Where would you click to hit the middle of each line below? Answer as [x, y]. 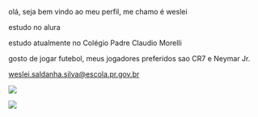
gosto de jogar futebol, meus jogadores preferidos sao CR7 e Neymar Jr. [129, 58]
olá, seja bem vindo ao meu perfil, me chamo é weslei [98, 12]
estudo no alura [34, 27]
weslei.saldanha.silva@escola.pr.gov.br [74, 74]
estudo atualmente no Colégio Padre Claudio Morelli [95, 43]
